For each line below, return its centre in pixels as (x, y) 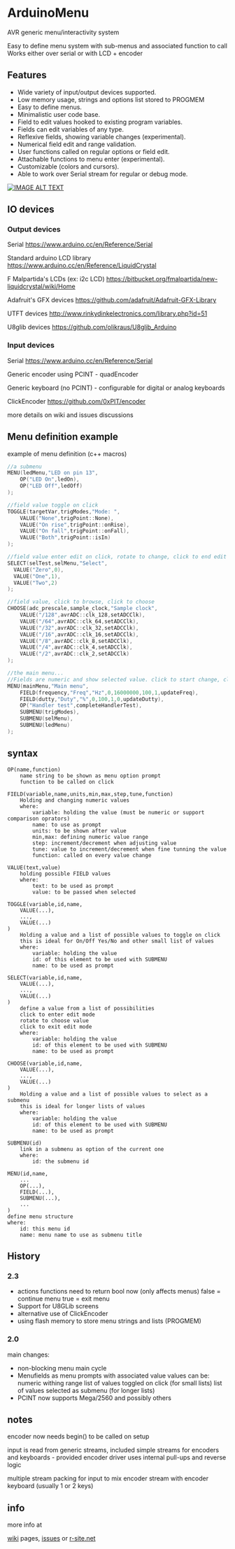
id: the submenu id (61, 1161)
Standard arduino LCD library (49, 258)
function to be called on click (67, 781)
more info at (25, 1525)
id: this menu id (45, 1229)
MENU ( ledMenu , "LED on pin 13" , (53, 473)
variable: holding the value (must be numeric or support (119, 812)
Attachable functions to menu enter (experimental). (91, 159)
